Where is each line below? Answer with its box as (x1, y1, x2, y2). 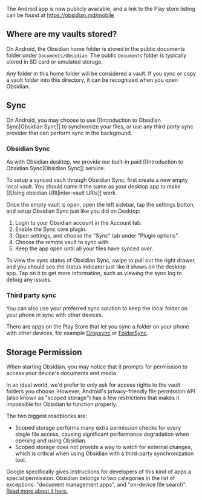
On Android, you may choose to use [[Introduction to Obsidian (6, 116, 161, 124)
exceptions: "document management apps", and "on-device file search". (6, 481, 187, 488)
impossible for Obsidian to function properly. (6, 401, 118, 408)
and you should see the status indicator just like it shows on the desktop (6, 263, 186, 270)
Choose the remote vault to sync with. (15, 238, 110, 245)
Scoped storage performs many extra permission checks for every (15, 424, 181, 432)
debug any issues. (6, 276, 52, 283)
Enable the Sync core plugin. (15, 225, 87, 233)
